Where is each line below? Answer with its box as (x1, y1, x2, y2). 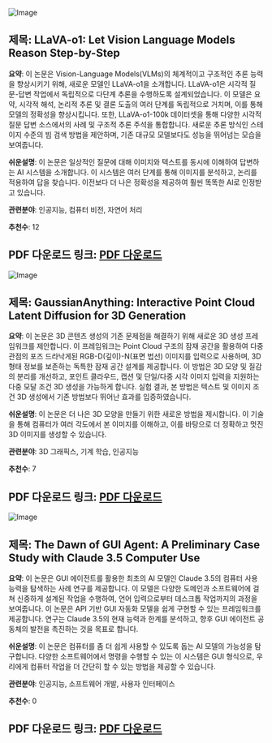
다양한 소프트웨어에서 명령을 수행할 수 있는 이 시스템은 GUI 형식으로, (38, 651, 255, 661)
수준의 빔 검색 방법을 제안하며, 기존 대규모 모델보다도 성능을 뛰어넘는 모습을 (23, 130, 262, 140)
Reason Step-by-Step (8, 46, 120, 60)
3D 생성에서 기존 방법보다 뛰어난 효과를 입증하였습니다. (16, 392, 192, 402)
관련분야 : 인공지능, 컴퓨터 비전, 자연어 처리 (8, 204, 143, 214)
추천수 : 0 (8, 696, 37, 706)
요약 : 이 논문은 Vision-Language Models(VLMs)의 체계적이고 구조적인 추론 (8, 69, 249, 79)
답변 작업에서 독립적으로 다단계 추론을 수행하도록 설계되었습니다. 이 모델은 (18, 89, 253, 99)
